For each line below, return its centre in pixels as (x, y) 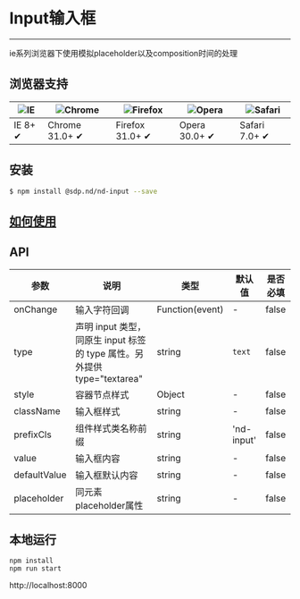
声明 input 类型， (111, 326)
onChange (36, 309)
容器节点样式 (102, 394)
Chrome (65, 124)
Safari (252, 124)
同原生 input (101, 340)
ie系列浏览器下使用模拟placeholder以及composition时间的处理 (124, 53)
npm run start (36, 569)
